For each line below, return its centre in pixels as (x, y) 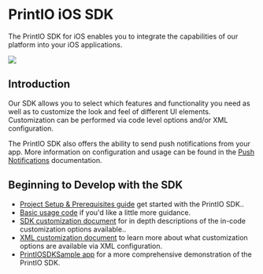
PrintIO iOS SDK (61, 15)
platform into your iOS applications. (65, 44)
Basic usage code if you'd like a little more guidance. (105, 212)
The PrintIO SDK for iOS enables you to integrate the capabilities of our (123, 36)
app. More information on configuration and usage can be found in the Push (131, 152)
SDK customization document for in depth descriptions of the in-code (133, 220)
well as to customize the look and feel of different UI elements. (109, 111)
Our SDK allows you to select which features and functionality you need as (129, 103)
